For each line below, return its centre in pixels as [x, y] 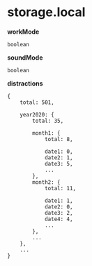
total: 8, [59, 139]
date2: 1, [59, 158]
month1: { [46, 133]
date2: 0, [59, 207]
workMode [23, 32]
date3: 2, [59, 213]
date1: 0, [59, 152]
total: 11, [60, 188]
